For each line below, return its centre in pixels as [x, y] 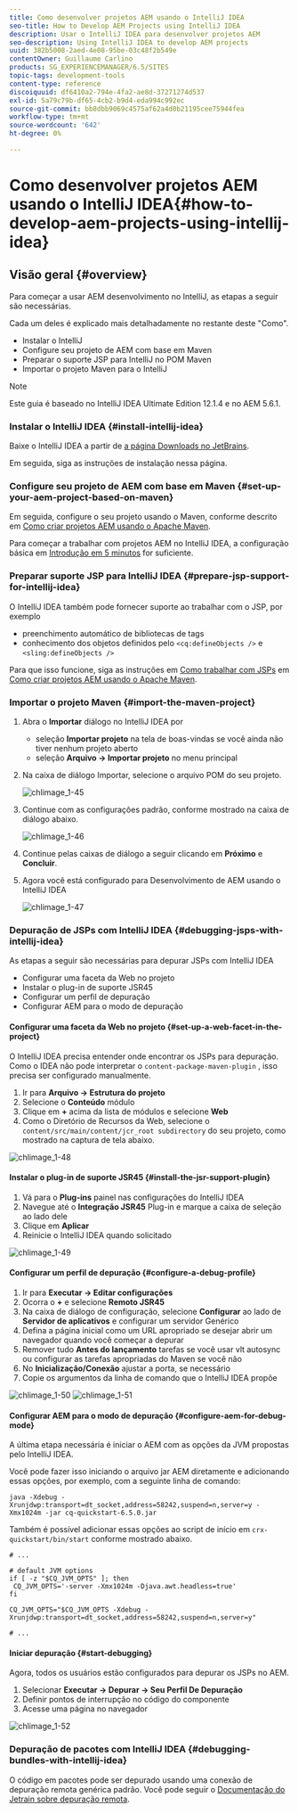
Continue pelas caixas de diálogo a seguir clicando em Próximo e [142, 854]
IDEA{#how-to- [195, 205]
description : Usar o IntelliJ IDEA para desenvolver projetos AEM [135, 34]
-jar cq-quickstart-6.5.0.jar [101, 1513]
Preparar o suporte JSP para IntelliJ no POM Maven [117, 359]
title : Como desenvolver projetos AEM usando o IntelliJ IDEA [127, 17]
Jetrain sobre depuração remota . [70, 1799]
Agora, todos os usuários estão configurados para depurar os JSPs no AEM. [149, 1673]
